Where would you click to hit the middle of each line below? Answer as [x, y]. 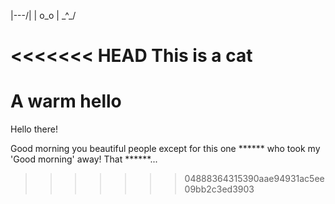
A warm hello [66, 101]
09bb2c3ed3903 [219, 189]
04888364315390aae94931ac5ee [254, 179]
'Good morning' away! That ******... [84, 159]
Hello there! [34, 129]
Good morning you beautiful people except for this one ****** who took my [165, 149]
